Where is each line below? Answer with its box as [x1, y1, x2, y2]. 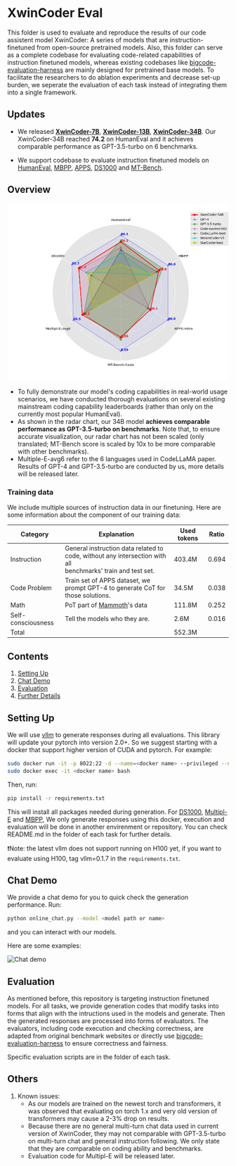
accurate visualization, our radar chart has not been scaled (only [17, 432, 205, 441]
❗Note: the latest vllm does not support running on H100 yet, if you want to [7, 844, 222, 853]
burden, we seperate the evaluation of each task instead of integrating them [7, 80, 227, 89]
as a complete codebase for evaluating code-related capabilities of [7, 51, 202, 59]
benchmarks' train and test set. [65, 566, 155, 575]
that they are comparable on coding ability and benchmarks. [27, 1144, 203, 1153]
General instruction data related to [65, 544, 164, 552]
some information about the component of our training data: [7, 510, 181, 519]
